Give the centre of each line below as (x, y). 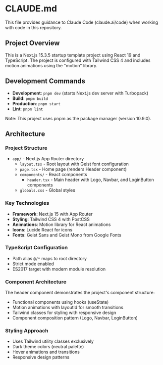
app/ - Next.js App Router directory (48, 159)
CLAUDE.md (31, 9)
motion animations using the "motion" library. (51, 65)
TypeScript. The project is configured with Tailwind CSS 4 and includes (78, 60)
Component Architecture (36, 281)
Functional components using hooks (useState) (60, 302)
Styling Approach (27, 331)
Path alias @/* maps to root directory (50, 258)
